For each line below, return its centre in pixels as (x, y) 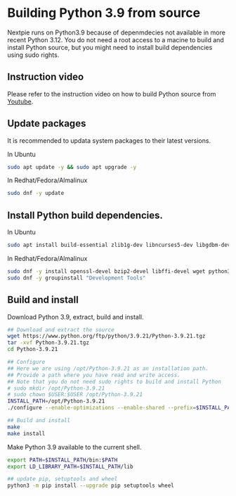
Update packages (47, 123)
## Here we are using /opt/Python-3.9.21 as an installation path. (108, 368)
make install (26, 433)
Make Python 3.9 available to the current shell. (74, 447)
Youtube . (20, 101)
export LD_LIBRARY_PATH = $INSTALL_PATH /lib (70, 466)
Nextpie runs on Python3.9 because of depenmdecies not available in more (117, 32)
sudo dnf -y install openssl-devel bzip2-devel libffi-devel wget (106, 272)
